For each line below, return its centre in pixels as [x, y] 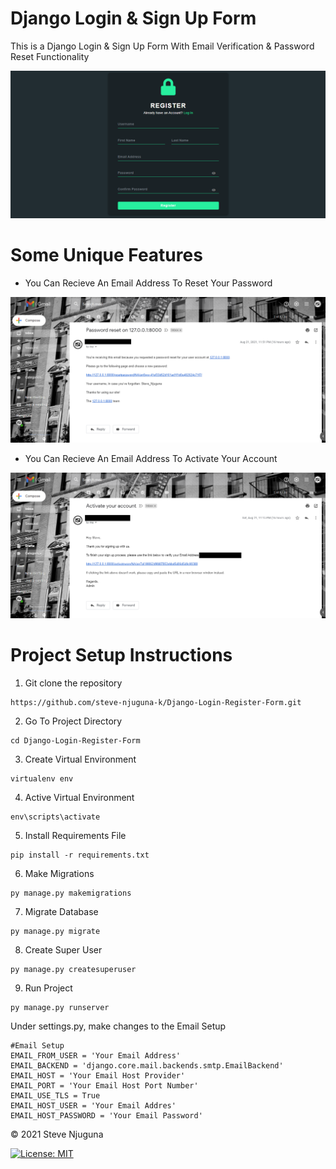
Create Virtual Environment [80, 759]
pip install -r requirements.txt [80, 855]
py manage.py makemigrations [71, 893]
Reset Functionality [50, 56]
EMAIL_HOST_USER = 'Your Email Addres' [93, 1106]
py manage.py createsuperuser [73, 970]
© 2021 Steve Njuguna [57, 1134]
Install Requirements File [75, 836]
